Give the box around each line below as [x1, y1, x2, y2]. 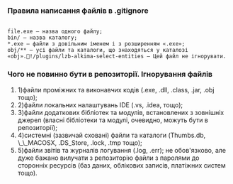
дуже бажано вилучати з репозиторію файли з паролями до [17, 153, 200, 162]
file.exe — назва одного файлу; [7, 28, 103, 36]
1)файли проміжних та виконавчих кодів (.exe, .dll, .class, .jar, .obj [17, 85, 215, 94]
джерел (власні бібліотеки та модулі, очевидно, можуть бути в [17, 116, 209, 124]
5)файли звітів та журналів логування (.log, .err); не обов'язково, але [17, 146, 227, 154]
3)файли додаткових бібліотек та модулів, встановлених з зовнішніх [17, 108, 225, 117]
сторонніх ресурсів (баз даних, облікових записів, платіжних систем [17, 161, 227, 169]
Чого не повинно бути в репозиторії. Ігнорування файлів [7, 70, 212, 80]
